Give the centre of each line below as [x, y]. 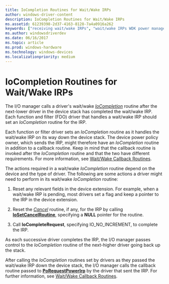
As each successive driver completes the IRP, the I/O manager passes [78, 240]
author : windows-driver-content [39, 15]
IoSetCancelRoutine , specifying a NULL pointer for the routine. [78, 215]
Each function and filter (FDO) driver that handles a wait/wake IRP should [81, 117]
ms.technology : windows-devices [39, 52]
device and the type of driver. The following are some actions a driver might [84, 174]
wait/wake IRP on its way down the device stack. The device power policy [82, 137]
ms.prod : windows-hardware [33, 47]
